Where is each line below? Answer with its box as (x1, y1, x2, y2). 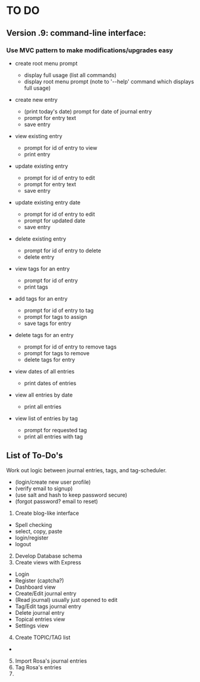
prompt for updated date (24, 216, 86, 224)
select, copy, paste (15, 527, 62, 535)
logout (15, 540, 31, 547)
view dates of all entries (15, 367, 75, 375)
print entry (24, 150, 51, 158)
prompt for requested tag (24, 426, 88, 433)
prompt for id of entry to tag (24, 307, 94, 314)
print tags (24, 283, 48, 290)
